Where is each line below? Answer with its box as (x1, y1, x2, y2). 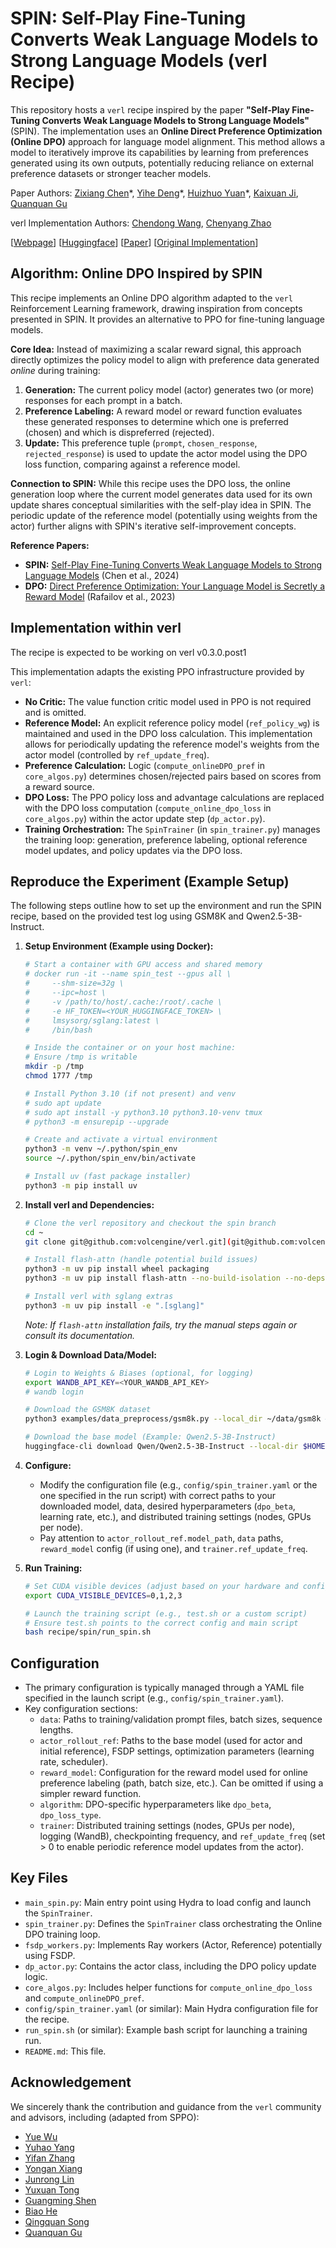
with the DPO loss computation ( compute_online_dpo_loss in (24, 802, 272, 814)
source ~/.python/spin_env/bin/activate (24, 1153, 196, 1164)
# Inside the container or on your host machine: (24, 1043, 237, 1053)
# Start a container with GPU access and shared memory (24, 960, 263, 970)
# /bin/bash (24, 1025, 93, 1035)
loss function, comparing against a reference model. (24, 458, 241, 470)
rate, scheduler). (39, 1756, 108, 1768)
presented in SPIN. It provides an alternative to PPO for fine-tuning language (10, 313, 325, 325)
